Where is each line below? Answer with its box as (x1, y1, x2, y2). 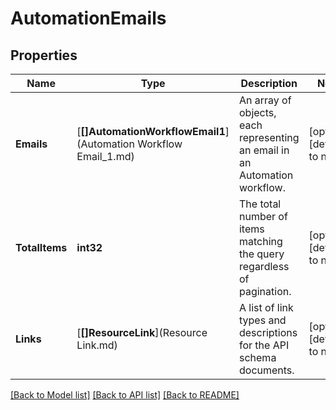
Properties (10, 47, 78, 64)
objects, (238, 106, 277, 119)
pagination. (238, 285, 292, 298)
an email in (238, 143, 290, 157)
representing (238, 131, 300, 144)
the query (238, 247, 285, 261)
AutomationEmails (10, 7, 167, 30)
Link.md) (76, 338, 118, 352)
